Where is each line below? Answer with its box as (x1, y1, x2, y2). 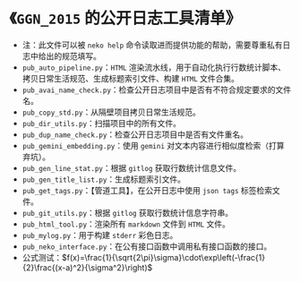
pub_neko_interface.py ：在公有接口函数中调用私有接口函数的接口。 (21, 241, 272, 252)
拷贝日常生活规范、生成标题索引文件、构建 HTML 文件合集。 (21, 73, 240, 83)
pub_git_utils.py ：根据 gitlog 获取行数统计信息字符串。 (21, 207, 234, 218)
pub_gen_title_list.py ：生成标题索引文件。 (21, 174, 186, 184)
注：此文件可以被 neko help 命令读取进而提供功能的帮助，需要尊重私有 (21, 39, 284, 50)
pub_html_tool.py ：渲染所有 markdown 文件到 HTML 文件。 (21, 218, 231, 229)
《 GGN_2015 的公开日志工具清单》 (9, 8, 242, 29)
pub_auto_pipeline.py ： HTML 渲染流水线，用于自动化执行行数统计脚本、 (21, 62, 287, 73)
